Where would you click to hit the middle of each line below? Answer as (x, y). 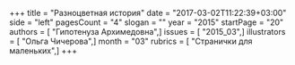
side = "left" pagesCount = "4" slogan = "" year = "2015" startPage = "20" (147, 22)
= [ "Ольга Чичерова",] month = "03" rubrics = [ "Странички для (131, 41)
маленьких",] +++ (43, 51)
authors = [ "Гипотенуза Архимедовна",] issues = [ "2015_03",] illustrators (147, 32)
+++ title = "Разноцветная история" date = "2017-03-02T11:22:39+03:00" (148, 13)
